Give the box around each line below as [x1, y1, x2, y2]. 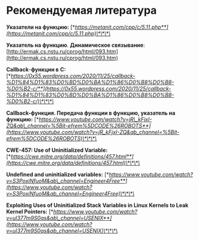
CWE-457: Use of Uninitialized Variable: [6, 146, 108, 154]
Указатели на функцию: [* [6, 23, 76, 31]
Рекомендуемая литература [6, 4, 157, 17]
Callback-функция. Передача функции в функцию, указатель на [6, 109, 176, 116]
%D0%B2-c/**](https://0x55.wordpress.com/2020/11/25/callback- [6, 85, 171, 92]
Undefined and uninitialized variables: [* [6, 170, 109, 178]
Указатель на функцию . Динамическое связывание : [6, 41, 145, 49]
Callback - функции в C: [6, 65, 66, 73]
